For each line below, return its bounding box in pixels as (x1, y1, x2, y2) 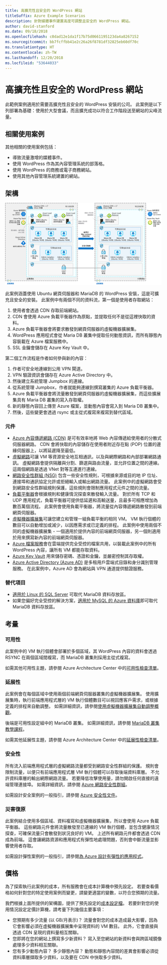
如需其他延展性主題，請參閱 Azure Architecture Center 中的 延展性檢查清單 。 (5, 737, 162, 743)
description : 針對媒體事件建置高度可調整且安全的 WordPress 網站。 (5, 18, 133, 23)
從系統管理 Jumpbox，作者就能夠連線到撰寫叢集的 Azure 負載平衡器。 (12, 384, 157, 390)
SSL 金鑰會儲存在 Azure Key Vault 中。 (12, 345, 92, 351)
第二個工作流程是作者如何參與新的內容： (5, 355, 88, 361)
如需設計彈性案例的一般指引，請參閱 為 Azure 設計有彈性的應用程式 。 (5, 853, 146, 859)
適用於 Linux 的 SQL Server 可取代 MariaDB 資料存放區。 (12, 592, 129, 598)
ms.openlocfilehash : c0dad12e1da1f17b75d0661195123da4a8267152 (5, 34, 139, 39)
